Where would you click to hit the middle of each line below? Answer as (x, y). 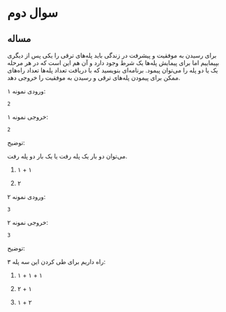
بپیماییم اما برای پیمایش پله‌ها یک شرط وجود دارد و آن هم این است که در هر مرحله (113, 63)
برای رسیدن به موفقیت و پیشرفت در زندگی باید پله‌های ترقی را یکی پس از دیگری (112, 55)
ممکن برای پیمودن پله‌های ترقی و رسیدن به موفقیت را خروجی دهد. (94, 77)
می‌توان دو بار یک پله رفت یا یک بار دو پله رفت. (67, 156)
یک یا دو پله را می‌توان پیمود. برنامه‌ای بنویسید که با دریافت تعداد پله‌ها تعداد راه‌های (113, 70)
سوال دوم (33, 13)
